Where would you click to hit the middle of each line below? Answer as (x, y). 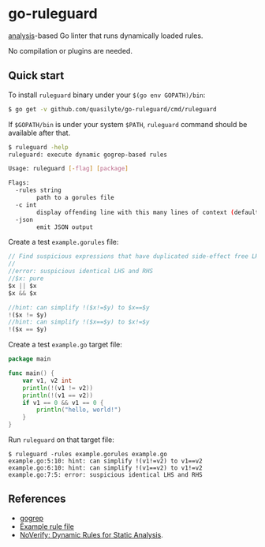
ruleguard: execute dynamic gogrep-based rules (88, 155)
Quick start (36, 76)
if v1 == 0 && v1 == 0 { (63, 403)
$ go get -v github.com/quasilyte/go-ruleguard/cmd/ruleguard (112, 109)
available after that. (39, 133)
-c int (26, 205)
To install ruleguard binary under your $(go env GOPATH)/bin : (107, 95)
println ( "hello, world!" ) (79, 410)
